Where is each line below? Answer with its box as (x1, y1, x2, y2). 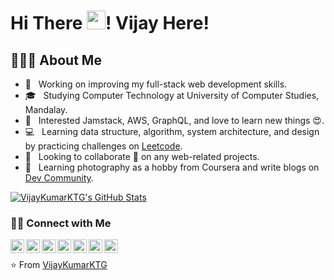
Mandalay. (24, 104, 68, 115)
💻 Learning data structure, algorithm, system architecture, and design (24, 126, 320, 137)
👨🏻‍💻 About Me (10, 51, 102, 69)
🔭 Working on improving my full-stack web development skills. (24, 78, 288, 90)
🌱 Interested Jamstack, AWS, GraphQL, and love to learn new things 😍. (24, 115, 325, 126)
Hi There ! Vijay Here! (10, 12, 210, 35)
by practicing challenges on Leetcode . (24, 140, 183, 152)
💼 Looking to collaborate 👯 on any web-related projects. (24, 151, 260, 162)
